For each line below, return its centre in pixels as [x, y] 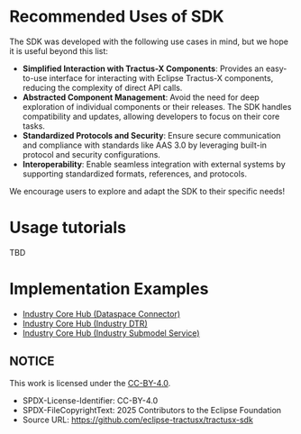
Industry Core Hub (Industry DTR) [85, 323]
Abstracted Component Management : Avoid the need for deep [141, 97]
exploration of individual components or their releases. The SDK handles [157, 106]
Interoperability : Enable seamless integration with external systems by [154, 164]
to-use [35, 77]
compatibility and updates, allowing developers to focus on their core [151, 116]
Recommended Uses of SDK [117, 17]
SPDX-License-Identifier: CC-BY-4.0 [90, 400]
